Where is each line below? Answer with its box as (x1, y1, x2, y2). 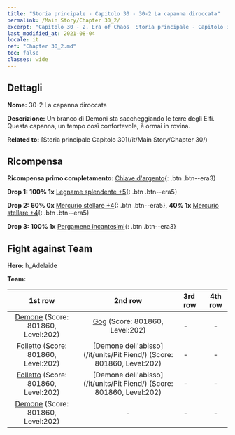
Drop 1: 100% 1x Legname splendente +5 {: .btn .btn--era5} (7, 187, 178, 196)
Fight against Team (7, 243, 93, 255)
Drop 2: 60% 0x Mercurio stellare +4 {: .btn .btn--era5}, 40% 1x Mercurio (7, 201, 219, 210)
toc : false (7, 50, 39, 57)
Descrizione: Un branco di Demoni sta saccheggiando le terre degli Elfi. (7, 114, 215, 123)
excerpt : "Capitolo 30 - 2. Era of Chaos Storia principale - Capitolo (7, 23, 224, 30)
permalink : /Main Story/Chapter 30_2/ (7, 17, 120, 24)
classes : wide (7, 56, 49, 63)
